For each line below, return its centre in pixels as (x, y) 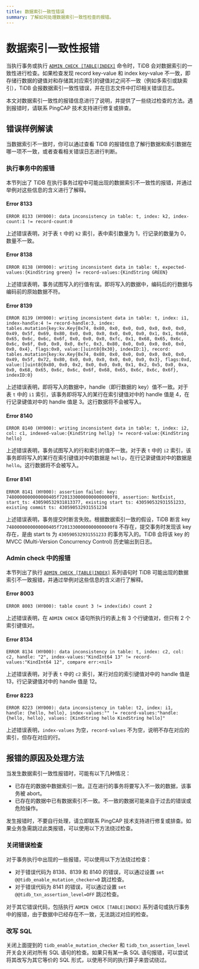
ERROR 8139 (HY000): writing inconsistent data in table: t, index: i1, (98, 318)
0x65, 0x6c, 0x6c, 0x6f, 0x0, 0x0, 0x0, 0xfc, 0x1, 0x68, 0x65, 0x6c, (95, 339)
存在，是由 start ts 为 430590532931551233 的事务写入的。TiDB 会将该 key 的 (98, 534)
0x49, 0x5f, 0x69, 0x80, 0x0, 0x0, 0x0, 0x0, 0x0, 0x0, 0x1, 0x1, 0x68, (98, 334)
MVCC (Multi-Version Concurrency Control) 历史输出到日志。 (81, 541)
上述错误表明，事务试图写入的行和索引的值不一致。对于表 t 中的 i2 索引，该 (99, 450)
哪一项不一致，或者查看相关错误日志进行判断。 (63, 151)
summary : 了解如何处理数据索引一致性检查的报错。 (60, 17)
